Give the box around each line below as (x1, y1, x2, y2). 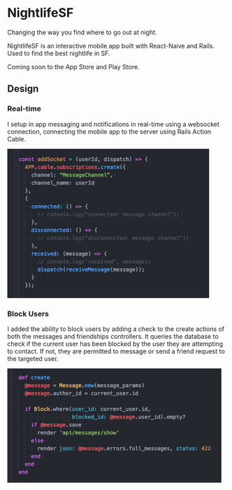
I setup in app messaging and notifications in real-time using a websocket (7, 120, 220, 128)
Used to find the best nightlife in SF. (7, 49, 110, 57)
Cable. (7, 134, 27, 143)
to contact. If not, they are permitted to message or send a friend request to (7, 346, 225, 355)
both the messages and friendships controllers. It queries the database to (7, 332, 219, 340)
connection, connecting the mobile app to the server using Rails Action (7, 127, 212, 136)
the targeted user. (7, 354, 59, 363)
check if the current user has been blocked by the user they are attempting (7, 339, 224, 348)
